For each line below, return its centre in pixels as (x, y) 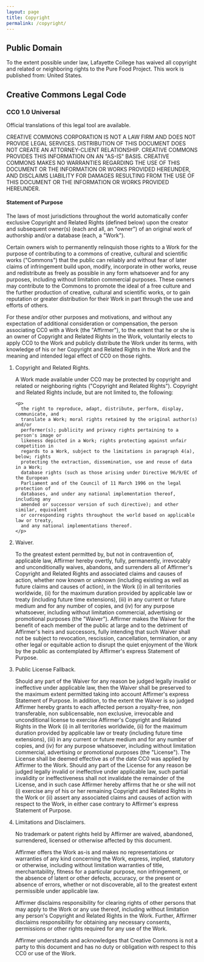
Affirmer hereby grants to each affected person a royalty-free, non (98, 707)
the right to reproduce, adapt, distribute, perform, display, (102, 409)
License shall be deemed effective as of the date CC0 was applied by (102, 759)
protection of (33, 489)
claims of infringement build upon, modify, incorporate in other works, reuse (102, 267)
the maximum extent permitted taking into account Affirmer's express (102, 694)
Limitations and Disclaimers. (50, 822)
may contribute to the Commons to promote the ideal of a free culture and (99, 286)
